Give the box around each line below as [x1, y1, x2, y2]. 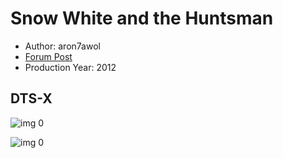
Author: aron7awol [24, 40, 101, 52]
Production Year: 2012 [24, 61, 117, 73]
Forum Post [24, 50, 73, 62]
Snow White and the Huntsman [10, 7, 274, 30]
